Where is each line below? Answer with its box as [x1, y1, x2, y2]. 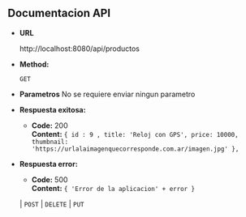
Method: [19, 59, 50, 69]
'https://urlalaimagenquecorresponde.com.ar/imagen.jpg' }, [31, 145, 240, 153]
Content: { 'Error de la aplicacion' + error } [31, 183, 196, 193]
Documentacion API [7, 6, 111, 20]
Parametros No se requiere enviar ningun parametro [19, 89, 196, 99]
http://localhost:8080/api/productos [19, 44, 140, 53]
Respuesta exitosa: [19, 104, 86, 114]
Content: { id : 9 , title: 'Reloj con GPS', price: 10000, [31, 129, 239, 138]
